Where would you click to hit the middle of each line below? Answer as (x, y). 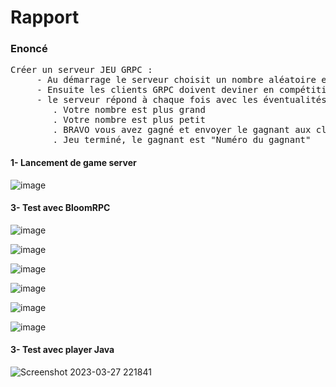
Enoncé (29, 49)
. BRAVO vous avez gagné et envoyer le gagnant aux (182, 130)
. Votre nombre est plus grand (129, 110)
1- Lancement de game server (73, 163)
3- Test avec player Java (62, 350)
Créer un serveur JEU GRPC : (81, 70)
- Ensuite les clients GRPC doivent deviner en (155, 90)
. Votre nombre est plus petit (129, 120)
